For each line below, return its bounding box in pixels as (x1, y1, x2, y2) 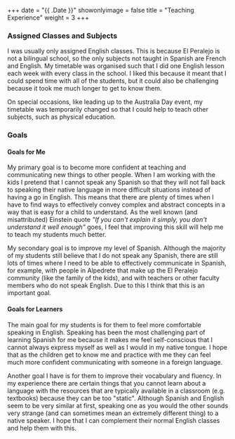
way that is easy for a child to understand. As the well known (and (7, 208, 198, 216)
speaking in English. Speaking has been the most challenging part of (7, 328, 206, 336)
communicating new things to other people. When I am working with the (7, 171, 216, 179)
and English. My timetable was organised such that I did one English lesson (7, 62, 224, 70)
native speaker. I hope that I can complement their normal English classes (7, 416, 220, 424)
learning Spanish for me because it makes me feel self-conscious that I (7, 335, 213, 343)
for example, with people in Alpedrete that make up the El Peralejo (7, 266, 199, 275)
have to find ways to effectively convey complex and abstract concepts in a (7, 200, 226, 209)
